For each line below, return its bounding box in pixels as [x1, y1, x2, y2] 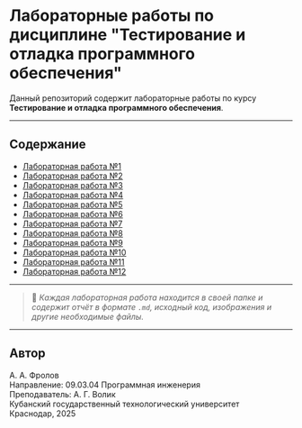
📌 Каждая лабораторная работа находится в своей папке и [31, 292, 263, 303]
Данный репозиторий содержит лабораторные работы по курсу [9, 92, 257, 104]
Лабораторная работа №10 [22, 247, 127, 258]
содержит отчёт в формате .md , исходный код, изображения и [31, 301, 272, 312]
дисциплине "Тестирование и [9, 24, 246, 45]
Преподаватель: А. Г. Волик [9, 388, 116, 399]
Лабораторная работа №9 [22, 237, 124, 248]
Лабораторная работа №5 [22, 199, 123, 210]
